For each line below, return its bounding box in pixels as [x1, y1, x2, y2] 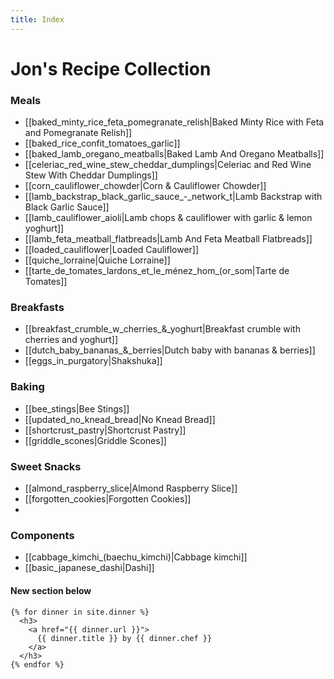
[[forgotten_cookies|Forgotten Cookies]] [24, 493, 192, 505]
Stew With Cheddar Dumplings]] [24, 169, 158, 181]
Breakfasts [10, 301, 65, 315]
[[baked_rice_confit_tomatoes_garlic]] [24, 137, 181, 150]
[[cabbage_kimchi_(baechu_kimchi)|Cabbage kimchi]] [24, 551, 248, 563]
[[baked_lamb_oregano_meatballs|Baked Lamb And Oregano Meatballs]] [24, 148, 325, 160]
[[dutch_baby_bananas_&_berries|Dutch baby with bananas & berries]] [24, 344, 316, 356]
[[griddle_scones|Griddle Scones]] [24, 434, 167, 446]
